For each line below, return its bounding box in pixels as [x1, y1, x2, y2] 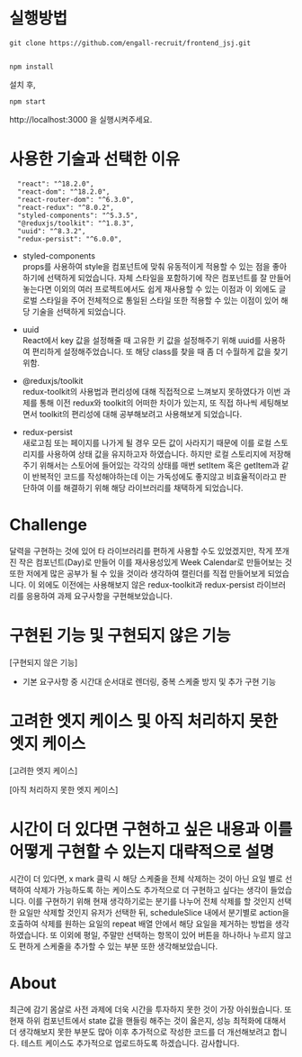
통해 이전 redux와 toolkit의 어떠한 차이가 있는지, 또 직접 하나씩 [39, 397, 258, 408]
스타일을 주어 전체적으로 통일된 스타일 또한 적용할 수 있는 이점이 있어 [39, 295, 280, 305]
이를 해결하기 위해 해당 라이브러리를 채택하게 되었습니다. [46, 482, 244, 493]
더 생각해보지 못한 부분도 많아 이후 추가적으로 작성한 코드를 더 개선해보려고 [9, 1026, 271, 1037]
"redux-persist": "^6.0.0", [17, 234, 123, 243]
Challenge [9, 515, 88, 535]
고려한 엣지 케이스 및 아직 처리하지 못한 [9, 711, 279, 731]
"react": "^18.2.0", [17, 179, 94, 188]
